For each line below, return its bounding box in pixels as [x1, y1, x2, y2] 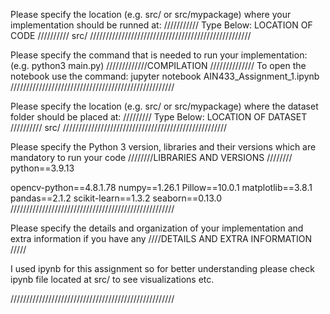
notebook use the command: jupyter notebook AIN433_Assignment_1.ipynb [10, 70, 320, 82]
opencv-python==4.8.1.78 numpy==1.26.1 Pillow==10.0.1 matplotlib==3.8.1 [10, 182, 313, 193]
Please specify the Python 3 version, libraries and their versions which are [10, 141, 317, 153]
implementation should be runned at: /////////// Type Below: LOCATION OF [10, 19, 313, 31]
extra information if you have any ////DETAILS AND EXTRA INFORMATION [10, 233, 313, 244]
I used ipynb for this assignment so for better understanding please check [10, 263, 315, 274]
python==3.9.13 [10, 162, 75, 174]
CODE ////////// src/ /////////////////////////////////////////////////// [10, 30, 252, 41]
